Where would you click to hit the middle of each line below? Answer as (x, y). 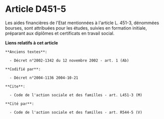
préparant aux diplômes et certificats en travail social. (60, 33)
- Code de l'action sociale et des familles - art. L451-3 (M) (76, 95)
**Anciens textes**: (26, 52)
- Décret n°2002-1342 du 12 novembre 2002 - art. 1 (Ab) (69, 60)
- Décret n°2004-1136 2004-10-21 (44, 78)
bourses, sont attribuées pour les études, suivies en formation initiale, (76, 28)
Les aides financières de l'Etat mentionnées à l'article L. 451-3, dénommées (82, 23)
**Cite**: (15, 86)
